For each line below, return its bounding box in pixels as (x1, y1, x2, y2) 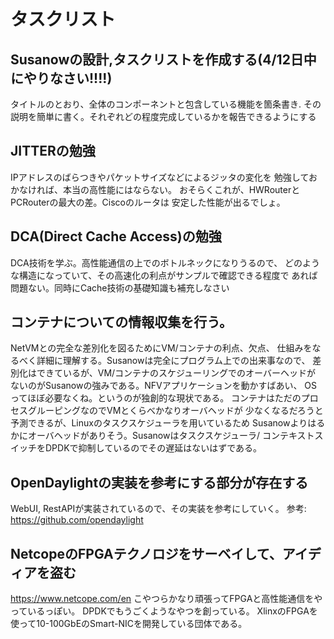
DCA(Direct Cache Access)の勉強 (10, 228, 222, 245)
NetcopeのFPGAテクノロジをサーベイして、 (10, 545, 283, 562)
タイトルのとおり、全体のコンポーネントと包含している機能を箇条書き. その (10, 98, 322, 110)
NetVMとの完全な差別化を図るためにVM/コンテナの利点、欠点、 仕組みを (10, 342, 313, 354)
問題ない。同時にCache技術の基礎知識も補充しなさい (10, 281, 230, 294)
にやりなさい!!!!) (10, 70, 113, 87)
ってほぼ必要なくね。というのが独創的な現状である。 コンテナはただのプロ (10, 392, 319, 404)
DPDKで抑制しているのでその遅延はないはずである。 (44, 442, 262, 454)
